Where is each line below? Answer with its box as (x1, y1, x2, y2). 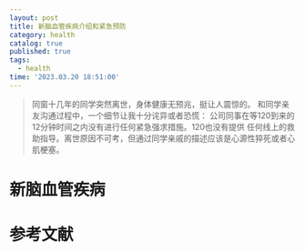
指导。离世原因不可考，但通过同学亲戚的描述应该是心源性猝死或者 (39, 133, 288, 144)
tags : (9, 55, 30, 65)
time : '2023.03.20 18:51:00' (9, 73, 120, 82)
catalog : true (9, 38, 64, 48)
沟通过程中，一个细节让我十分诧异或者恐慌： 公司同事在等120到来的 (39, 110, 295, 121)
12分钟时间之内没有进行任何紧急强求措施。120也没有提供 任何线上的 (31, 121, 288, 132)
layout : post (9, 13, 59, 23)
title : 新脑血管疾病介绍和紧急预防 (9, 22, 127, 31)
